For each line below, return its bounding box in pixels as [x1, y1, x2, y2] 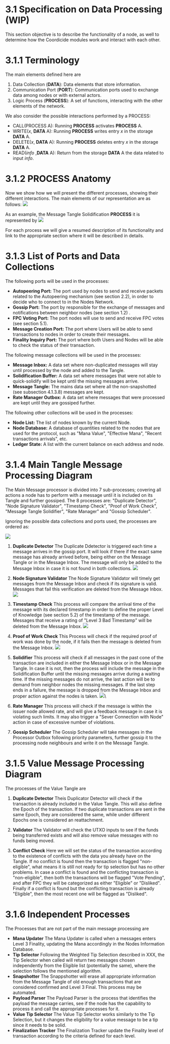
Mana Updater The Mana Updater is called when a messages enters [12, 935, 156, 941]
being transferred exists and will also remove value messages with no [12, 832, 158, 838]
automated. [12, 989, 37, 996]
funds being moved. [12, 837, 55, 844]
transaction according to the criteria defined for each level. [12, 1033, 136, 1039]
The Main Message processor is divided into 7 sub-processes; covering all [5, 487, 161, 493]
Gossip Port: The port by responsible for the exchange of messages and [12, 304, 165, 310]
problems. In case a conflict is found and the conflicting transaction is [12, 869, 159, 875]
